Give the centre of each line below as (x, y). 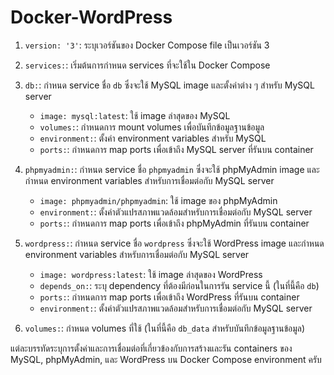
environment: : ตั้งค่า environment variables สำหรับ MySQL (153, 138)
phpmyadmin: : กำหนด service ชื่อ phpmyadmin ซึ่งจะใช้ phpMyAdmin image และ (172, 169)
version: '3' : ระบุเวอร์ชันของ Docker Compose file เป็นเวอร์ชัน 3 (147, 45)
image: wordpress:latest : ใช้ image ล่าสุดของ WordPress (151, 274)
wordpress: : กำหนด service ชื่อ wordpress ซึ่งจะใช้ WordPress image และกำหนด (174, 243)
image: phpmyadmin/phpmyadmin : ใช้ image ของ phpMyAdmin (158, 200)
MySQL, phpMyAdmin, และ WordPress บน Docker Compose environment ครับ (166, 359)
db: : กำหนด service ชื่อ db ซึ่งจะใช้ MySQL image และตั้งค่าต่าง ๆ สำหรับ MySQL (169, 85)
